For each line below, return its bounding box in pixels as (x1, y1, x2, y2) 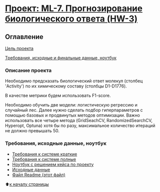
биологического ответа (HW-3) (5, 13, 138, 24)
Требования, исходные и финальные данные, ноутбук (5, 55, 117, 61)
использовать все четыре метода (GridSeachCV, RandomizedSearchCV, (5, 118, 153, 123)
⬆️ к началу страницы (5, 181, 49, 187)
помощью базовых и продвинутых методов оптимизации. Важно (5, 112, 140, 118)
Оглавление (5, 33, 44, 41)
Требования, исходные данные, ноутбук (5, 140, 107, 147)
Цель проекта (5, 46, 34, 51)
